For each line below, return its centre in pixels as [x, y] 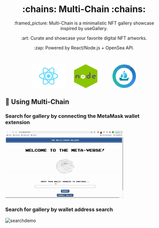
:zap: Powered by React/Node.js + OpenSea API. [84, 47]
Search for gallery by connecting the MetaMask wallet [72, 116]
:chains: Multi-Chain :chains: [84, 9]
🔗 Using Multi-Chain [37, 102]
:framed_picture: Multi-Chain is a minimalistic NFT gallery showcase [84, 23]
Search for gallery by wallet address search [59, 209]
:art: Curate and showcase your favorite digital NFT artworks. [84, 38]
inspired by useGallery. [84, 28]
